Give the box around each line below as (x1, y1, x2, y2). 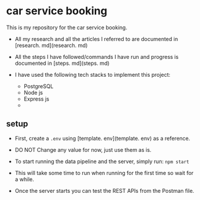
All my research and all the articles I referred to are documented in (14, 35, 178, 42)
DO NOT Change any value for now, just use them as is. (14, 146, 152, 153)
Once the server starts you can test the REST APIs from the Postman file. (14, 187, 195, 194)
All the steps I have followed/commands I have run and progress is (14, 53, 179, 60)
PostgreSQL (23, 82, 54, 90)
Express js (23, 95, 50, 102)
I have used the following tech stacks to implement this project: (14, 71, 171, 78)
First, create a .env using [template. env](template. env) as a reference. (14, 135, 190, 142)
